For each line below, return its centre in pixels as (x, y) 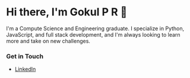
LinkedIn (25, 69)
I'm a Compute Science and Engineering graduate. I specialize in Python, (95, 28)
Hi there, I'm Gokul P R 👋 (67, 12)
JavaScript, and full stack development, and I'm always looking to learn (93, 34)
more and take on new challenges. (48, 41)
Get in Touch (25, 56)
